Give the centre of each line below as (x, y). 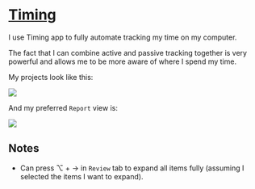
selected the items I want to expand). (82, 176)
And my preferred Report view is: (63, 107)
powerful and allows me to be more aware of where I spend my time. (122, 61)
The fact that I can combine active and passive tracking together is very (128, 52)
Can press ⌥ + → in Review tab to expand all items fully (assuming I (132, 168)
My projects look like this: (51, 77)
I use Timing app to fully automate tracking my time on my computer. (123, 37)
